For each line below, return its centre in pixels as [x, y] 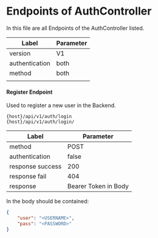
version [20, 53]
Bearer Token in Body [98, 186]
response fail [28, 177]
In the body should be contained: [48, 201]
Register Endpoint [29, 92]
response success [36, 167]
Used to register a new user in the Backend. [61, 105]
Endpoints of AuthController [79, 11]
